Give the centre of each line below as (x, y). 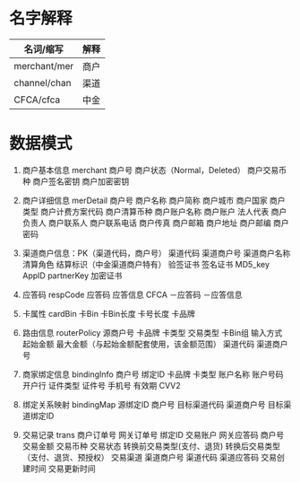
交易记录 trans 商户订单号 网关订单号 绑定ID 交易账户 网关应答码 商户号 (153, 434)
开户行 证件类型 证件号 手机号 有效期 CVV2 (101, 385)
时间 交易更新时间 (63, 469)
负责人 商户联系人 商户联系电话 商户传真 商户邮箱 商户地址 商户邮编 (146, 223)
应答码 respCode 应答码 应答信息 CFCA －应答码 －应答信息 (133, 294)
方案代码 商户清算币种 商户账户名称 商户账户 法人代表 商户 (179, 211)
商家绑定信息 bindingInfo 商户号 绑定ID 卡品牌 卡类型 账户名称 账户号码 (153, 374)
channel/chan (43, 83)
